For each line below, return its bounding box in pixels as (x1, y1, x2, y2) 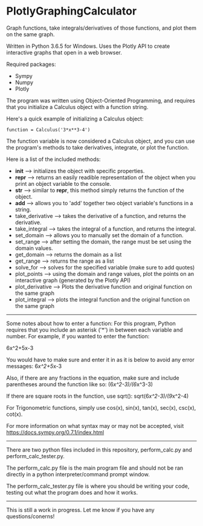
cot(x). (6, 410, 23, 418)
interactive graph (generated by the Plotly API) (14, 277, 131, 284)
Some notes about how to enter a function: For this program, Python (6, 320, 176, 327)
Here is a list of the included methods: (6, 156, 101, 163)
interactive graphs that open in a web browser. (6, 48, 122, 56)
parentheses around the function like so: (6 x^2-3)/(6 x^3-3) (6, 380, 153, 388)
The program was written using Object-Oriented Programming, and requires (6, 97, 195, 104)
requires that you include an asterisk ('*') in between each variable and (6, 326, 183, 334)
